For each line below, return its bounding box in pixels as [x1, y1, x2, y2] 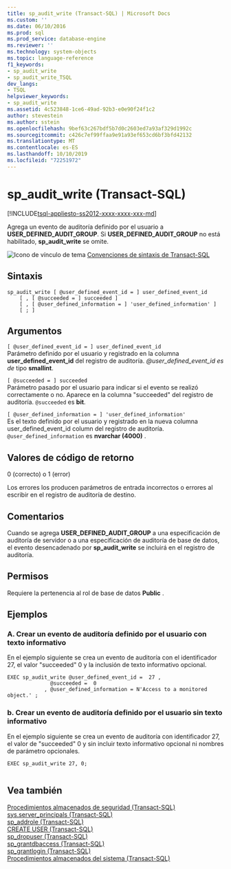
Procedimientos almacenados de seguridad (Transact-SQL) [7, 803, 176, 811]
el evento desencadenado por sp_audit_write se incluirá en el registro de [7, 543, 215, 552]
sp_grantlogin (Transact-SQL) [7, 846, 91, 855]
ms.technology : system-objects [7, 49, 97, 56]
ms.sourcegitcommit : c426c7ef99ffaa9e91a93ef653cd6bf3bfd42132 [7, 131, 192, 138]
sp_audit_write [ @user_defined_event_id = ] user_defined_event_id [7, 289, 208, 295]
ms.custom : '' [7, 16, 48, 23]
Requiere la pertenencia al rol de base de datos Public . [7, 589, 164, 597]
